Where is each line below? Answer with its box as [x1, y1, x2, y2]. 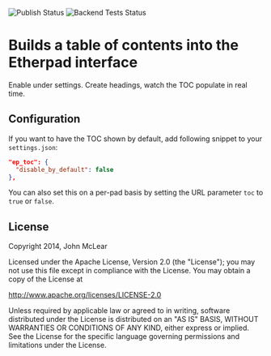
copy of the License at [8, 274, 83, 284]
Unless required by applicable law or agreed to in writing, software [8, 306, 231, 315]
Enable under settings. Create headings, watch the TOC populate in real [8, 79, 248, 89]
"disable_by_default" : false [15, 165, 114, 174]
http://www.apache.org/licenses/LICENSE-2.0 [8, 290, 162, 300]
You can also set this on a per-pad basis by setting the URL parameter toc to [8, 187, 264, 198]
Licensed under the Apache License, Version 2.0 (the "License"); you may [8, 257, 256, 267]
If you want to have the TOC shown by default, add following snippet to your [8, 134, 263, 144]
